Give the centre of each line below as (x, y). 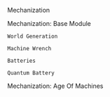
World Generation (33, 36)
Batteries (22, 61)
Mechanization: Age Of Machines (55, 86)
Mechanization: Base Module (49, 23)
